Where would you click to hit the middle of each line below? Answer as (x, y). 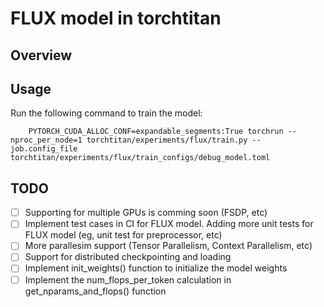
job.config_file (44, 149)
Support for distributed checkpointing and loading (128, 257)
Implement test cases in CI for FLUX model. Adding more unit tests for (169, 224)
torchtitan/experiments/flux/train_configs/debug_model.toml (140, 158)
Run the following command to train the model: (106, 113)
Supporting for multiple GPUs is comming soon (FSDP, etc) (146, 213)
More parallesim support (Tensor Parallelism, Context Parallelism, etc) (168, 246)
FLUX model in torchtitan (116, 18)
